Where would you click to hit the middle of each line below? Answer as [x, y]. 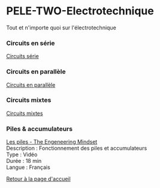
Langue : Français [28, 167]
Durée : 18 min [24, 161]
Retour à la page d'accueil [38, 179]
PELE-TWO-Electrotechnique [80, 11]
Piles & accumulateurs [40, 129]
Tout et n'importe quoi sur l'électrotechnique [61, 28]
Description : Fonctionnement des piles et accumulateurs [77, 148]
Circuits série [22, 56]
